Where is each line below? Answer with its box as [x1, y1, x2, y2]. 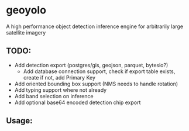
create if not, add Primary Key [23, 74, 95, 81]
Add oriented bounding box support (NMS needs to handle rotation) [14, 80, 178, 87]
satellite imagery [6, 29, 46, 36]
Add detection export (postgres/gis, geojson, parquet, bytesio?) [14, 61, 169, 68]
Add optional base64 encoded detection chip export [14, 99, 141, 106]
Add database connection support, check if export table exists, [23, 68, 176, 75]
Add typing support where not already [14, 86, 107, 94]
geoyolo [6, 4, 47, 17]
